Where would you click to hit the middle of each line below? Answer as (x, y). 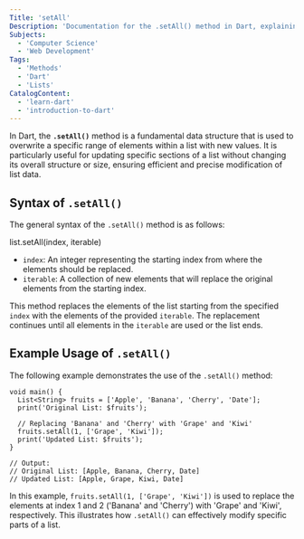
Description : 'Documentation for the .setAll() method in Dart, (133, 26)
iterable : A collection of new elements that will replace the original (147, 279)
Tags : (19, 60)
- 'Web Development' (56, 52)
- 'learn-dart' (46, 102)
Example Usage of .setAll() (90, 354)
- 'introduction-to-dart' (66, 110)
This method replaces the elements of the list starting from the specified (144, 306)
